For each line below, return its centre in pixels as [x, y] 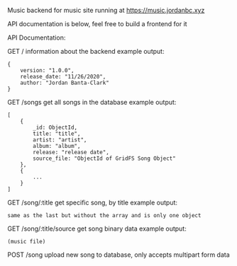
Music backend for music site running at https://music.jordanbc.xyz [106, 10]
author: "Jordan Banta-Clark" [65, 83]
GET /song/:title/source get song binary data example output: [97, 229]
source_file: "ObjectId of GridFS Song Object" [104, 158]
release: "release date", [71, 152]
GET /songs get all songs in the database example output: [92, 102]
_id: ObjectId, [55, 127]
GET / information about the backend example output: [86, 51]
